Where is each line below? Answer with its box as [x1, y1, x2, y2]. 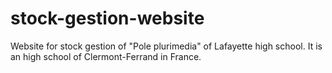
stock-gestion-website [10, 7, 205, 30]
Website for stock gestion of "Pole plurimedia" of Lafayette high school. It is [10, 40, 323, 52]
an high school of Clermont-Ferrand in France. [10, 50, 202, 62]
